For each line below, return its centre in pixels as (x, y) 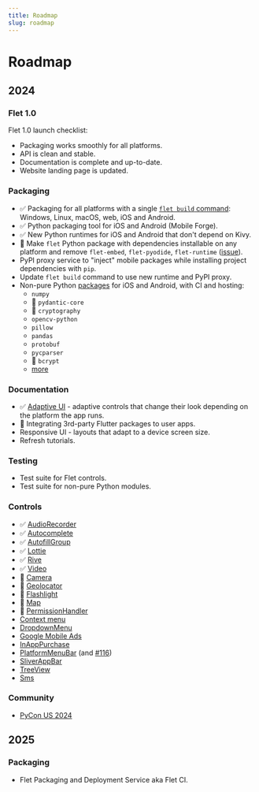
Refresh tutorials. (47, 440)
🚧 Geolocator (41, 586)
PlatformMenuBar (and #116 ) (66, 653)
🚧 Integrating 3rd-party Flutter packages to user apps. (107, 423)
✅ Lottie (33, 550)
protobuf (46, 344)
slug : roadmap (31, 23)
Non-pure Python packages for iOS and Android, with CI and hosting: (132, 285)
